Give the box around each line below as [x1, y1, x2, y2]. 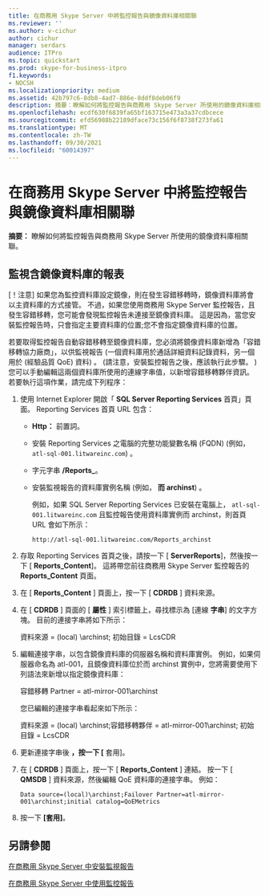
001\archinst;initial [19, 798, 92, 806]
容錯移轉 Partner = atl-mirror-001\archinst [19, 686, 159, 696]
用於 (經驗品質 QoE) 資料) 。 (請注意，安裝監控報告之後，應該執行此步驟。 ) [8, 357, 258, 367]
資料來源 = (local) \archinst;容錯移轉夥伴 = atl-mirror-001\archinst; [19, 720, 239, 731]
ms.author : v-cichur [8, 26, 78, 35]
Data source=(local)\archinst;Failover [19, 791, 154, 799]
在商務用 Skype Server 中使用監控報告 [8, 878, 134, 888]
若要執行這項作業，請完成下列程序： [8, 377, 128, 387]
